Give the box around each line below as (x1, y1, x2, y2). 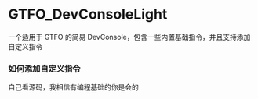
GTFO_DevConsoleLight (8, 5, 168, 23)
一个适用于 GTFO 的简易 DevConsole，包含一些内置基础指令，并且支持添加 (8, 32, 251, 41)
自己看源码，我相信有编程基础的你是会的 (8, 83, 139, 92)
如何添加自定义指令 (8, 63, 81, 74)
